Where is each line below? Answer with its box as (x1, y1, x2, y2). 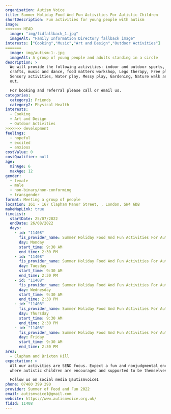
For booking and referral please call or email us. (10, 88, 122, 93)
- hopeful (10, 135, 31, 140)
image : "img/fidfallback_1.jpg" (10, 31, 79, 36)
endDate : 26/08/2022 (10, 221, 53, 226)
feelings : (5, 131, 26, 136)
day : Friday (18, 335, 44, 340)
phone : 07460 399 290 (5, 382, 51, 387)
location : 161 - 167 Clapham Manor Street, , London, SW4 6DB (5, 202, 140, 207)
